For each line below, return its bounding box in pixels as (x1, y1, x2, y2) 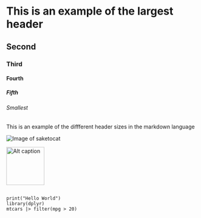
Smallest (6, 104, 29, 111)
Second (6, 41, 36, 52)
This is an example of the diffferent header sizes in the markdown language (6, 123, 196, 130)
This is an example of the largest (6, 4, 174, 18)
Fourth (6, 75, 24, 82)
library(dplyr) (6, 200, 45, 206)
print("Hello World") (6, 195, 61, 202)
